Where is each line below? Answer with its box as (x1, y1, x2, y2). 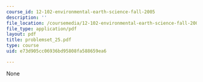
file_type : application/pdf (6, 25, 77, 32)
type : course (6, 43, 39, 49)
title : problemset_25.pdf (6, 37, 71, 43)
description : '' (6, 14, 47, 20)
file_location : (6, 20, 45, 26)
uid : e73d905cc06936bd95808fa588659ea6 (6, 48, 107, 54)
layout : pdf (6, 31, 36, 37)
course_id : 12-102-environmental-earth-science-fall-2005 (6, 8, 155, 15)
